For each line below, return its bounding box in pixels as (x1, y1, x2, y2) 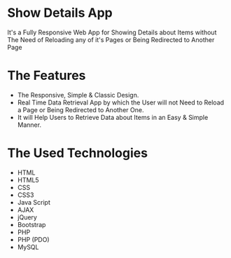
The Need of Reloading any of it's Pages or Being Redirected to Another (7, 35, 215, 43)
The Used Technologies (7, 145, 148, 161)
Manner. (17, 121, 42, 129)
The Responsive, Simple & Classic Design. (17, 90, 139, 99)
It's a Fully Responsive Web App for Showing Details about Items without (7, 28, 217, 36)
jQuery (17, 212, 37, 222)
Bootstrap (17, 220, 46, 229)
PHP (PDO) (17, 235, 50, 243)
